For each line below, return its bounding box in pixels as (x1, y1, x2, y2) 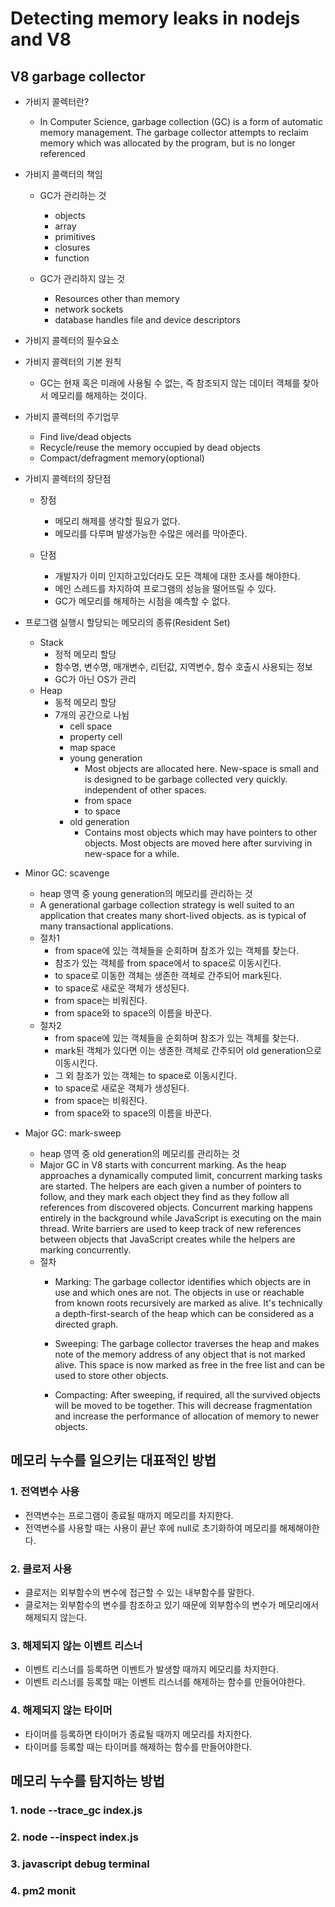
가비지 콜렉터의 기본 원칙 (24, 356, 122, 367)
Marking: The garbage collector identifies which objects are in (54, 1276, 311, 1287)
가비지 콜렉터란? (24, 96, 90, 107)
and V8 (10, 28, 72, 51)
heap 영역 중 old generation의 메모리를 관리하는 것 (39, 1148, 240, 1159)
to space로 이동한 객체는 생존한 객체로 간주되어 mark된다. (54, 970, 282, 981)
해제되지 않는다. (24, 1611, 87, 1623)
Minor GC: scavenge (24, 867, 110, 879)
